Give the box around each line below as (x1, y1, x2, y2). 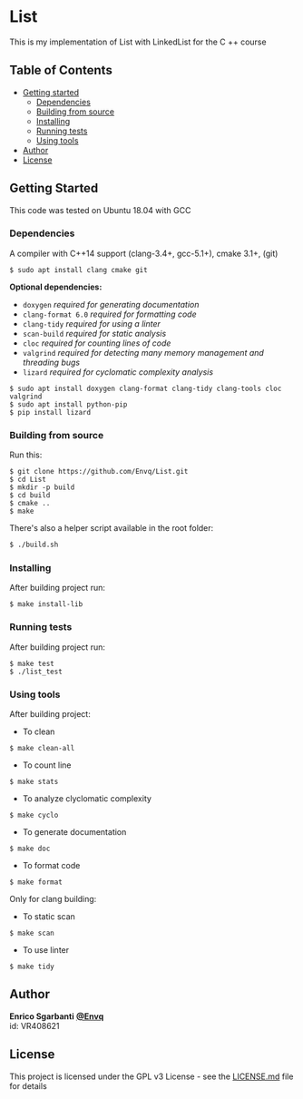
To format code (22, 859, 81, 870)
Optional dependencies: (9, 281, 103, 292)
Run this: (9, 449, 43, 460)
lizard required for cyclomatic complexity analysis (22, 366, 214, 378)
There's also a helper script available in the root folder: (9, 523, 214, 534)
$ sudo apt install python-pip (9, 399, 128, 409)
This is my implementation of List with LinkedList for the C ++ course (9, 36, 267, 47)
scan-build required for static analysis (22, 328, 167, 339)
